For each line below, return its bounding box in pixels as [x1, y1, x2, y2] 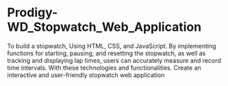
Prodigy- [7, 5, 58, 20]
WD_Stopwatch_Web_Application [7, 19, 202, 35]
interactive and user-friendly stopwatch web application [7, 70, 165, 79]
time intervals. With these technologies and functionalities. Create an [7, 63, 202, 72]
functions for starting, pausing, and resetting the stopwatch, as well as [7, 49, 206, 57]
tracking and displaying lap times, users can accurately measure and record [7, 56, 221, 64]
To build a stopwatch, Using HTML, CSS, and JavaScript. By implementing [7, 42, 217, 50]
